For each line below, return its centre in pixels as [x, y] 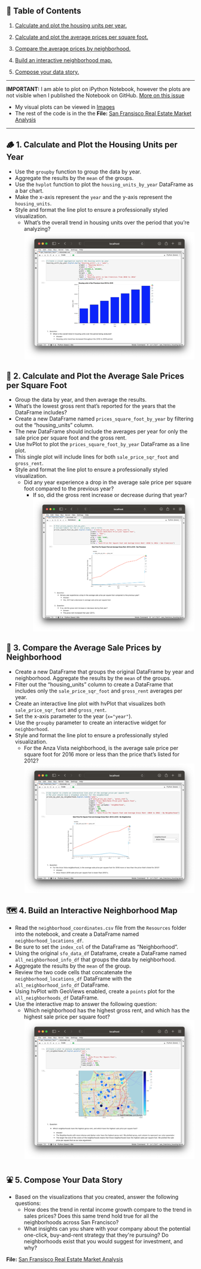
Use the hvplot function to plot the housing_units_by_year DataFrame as [104, 184]
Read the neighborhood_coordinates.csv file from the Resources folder [100, 928]
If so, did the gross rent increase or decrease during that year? [110, 495]
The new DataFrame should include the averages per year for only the [101, 432]
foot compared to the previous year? [69, 489]
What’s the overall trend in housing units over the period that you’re [106, 222]
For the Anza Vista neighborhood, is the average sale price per [101, 748]
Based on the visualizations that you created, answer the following [97, 1197]
